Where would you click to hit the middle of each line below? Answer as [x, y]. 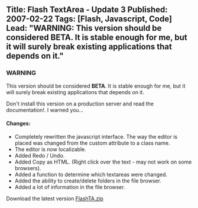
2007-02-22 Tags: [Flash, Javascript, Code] [89, 19]
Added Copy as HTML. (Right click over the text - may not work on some [103, 162]
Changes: [18, 123]
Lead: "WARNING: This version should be [84, 28]
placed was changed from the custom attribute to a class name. [92, 143]
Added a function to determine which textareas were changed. [91, 174]
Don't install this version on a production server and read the [80, 104]
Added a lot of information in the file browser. [70, 187]
